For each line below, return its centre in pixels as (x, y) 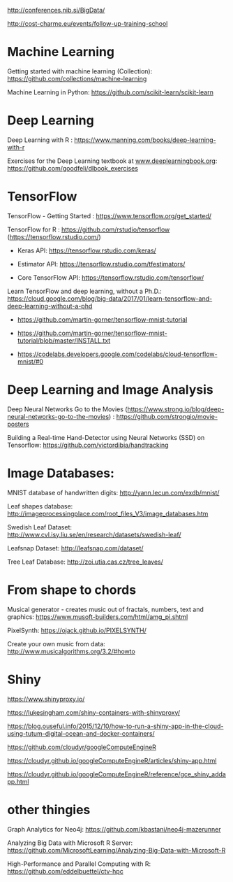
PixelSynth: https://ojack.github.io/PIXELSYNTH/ (77, 630)
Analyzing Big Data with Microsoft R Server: (70, 843)
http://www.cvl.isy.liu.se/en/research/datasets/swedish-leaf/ (94, 534)
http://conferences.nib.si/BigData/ (56, 10)
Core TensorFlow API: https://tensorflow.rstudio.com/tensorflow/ (111, 277)
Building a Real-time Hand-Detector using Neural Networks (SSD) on (106, 437)
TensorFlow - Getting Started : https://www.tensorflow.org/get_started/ (109, 215)
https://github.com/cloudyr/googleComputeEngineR (82, 747)
